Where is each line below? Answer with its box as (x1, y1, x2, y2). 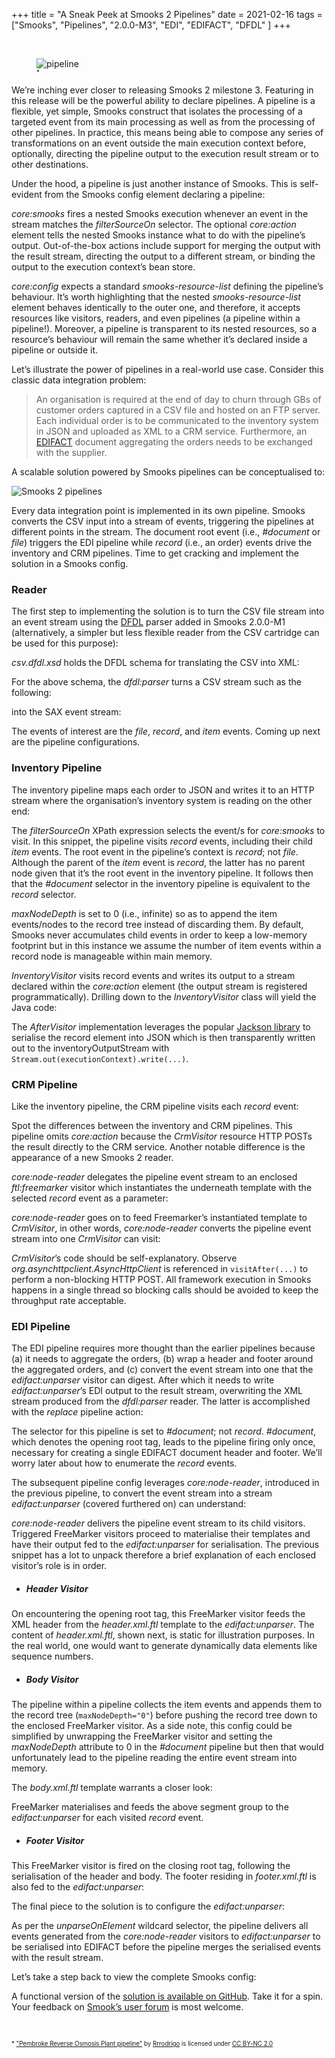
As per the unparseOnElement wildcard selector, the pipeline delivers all (11, 1920, 309, 1932)
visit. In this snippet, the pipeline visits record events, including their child (11, 835, 313, 847)
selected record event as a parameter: (11, 1192, 169, 1204)
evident (11, 189, 43, 200)
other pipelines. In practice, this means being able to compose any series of (11, 127, 324, 138)
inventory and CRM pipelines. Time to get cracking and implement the (11, 547, 299, 559)
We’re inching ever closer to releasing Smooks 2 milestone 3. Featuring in (11, 84, 314, 96)
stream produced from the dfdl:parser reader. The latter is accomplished (11, 1395, 311, 1408)
